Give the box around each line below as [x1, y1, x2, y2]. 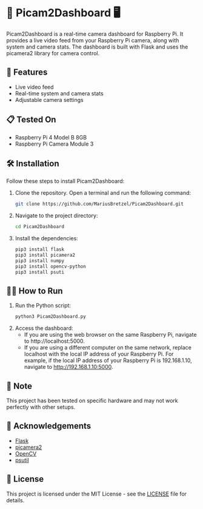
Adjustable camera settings [15, 96, 84, 103]
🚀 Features [6, 67, 48, 78]
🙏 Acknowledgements [6, 421, 92, 431]
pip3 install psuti [15, 269, 65, 275]
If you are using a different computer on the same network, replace [24, 344, 192, 351]
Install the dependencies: [15, 235, 79, 242]
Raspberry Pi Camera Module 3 [15, 140, 94, 147]
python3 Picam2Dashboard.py [15, 314, 86, 320]
